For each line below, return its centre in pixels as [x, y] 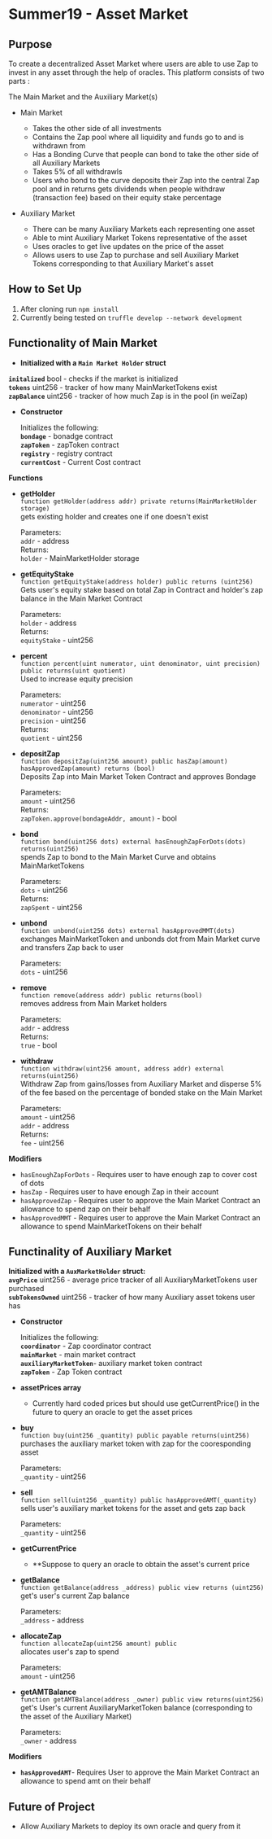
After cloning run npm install [69, 309]
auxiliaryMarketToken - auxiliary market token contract [111, 1364]
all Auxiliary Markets [66, 163]
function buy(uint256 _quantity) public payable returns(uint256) [135, 1436]
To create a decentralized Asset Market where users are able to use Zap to [133, 63]
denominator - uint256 [56, 712]
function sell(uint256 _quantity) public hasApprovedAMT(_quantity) [138, 1500]
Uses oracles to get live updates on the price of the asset [128, 246]
